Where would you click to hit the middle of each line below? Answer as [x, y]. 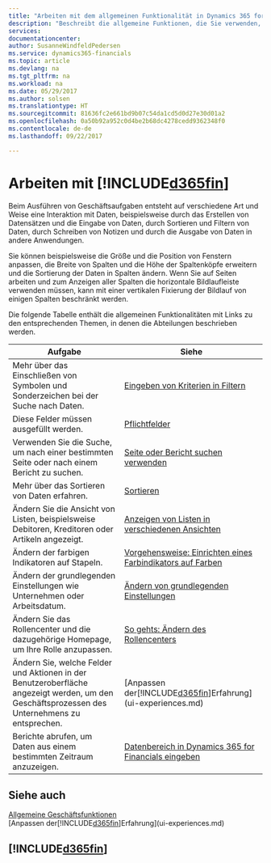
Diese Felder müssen [52, 419]
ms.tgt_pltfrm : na [39, 76]
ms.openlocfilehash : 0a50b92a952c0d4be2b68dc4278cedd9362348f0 [117, 121]
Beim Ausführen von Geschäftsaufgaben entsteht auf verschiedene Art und [133, 205]
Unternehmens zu [46, 713]
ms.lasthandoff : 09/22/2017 [56, 136]
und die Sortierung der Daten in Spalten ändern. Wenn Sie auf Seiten [123, 273]
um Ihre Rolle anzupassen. [63, 649]
